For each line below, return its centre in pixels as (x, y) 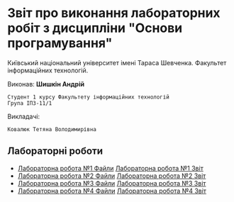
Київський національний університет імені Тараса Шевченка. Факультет (117, 62)
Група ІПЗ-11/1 (30, 103)
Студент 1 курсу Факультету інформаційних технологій (89, 97)
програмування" (60, 43)
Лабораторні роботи (55, 151)
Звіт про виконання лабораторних (114, 13)
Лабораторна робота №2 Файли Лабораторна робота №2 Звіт (112, 176)
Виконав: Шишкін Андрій (46, 84)
